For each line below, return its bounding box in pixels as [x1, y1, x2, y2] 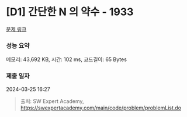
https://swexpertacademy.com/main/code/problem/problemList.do [20, 104, 182, 111]
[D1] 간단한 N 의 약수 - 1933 [6, 5, 134, 19]
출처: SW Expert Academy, [20, 97, 84, 105]
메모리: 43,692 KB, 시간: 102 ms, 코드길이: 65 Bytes [6, 56, 127, 63]
